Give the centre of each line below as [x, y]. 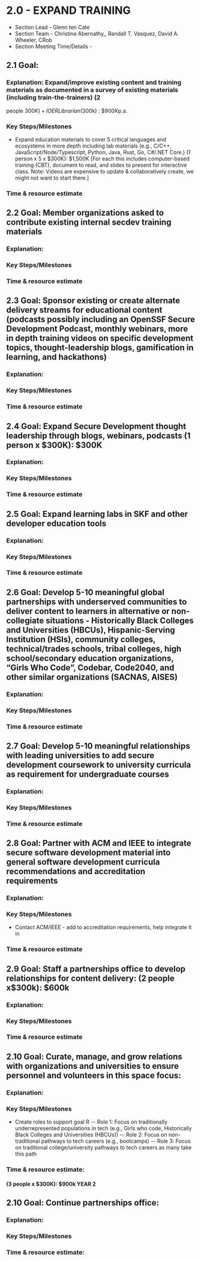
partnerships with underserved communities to [97, 602]
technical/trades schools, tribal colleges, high [94, 649]
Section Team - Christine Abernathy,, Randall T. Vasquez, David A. [97, 33]
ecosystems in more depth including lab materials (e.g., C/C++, [93, 146]
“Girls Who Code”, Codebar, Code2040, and [90, 667]
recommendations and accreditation [76, 871]
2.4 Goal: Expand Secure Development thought [96, 426]
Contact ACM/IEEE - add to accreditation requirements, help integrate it [103, 927]
